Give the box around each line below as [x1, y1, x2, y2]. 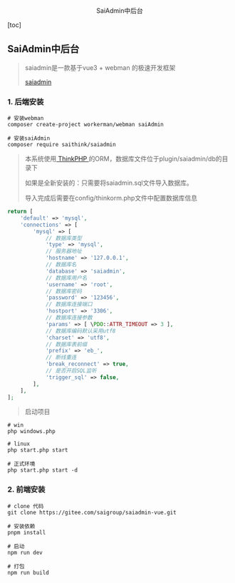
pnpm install [7, 529, 46, 536]
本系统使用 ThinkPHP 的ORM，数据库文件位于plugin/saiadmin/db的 [24, 155, 222, 163]
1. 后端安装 [7, 96, 44, 106]
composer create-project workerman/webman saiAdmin [7, 121, 164, 128]
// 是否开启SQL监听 [45, 367, 98, 375]
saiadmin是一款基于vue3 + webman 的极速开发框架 [24, 63, 176, 72]
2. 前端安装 [7, 485, 46, 495]
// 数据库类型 [45, 234, 82, 242]
